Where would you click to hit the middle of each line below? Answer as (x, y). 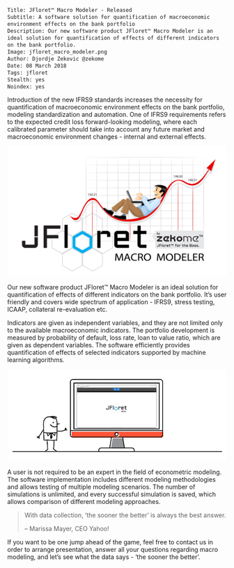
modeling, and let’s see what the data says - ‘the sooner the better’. (104, 557)
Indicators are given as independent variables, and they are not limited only (115, 323)
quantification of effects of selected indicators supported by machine (107, 353)
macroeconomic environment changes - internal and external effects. (107, 136)
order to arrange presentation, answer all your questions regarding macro (112, 550)
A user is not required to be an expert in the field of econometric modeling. (115, 472)
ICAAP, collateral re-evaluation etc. (57, 310)
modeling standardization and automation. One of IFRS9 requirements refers (117, 115)
